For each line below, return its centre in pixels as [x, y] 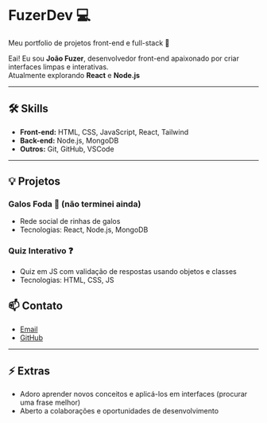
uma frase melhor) [50, 402]
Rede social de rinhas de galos [70, 221]
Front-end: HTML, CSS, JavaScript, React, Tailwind [104, 131]
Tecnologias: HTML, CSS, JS [67, 280]
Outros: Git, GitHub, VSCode [67, 149]
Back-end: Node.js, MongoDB [69, 140]
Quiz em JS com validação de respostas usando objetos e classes [128, 271]
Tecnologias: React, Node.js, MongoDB [84, 230]
